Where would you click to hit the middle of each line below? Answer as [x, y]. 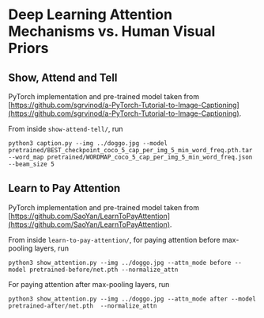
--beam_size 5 [32, 164]
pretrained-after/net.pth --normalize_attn [83, 306]
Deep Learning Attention [90, 15]
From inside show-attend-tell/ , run [66, 129]
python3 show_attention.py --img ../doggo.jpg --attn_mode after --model [132, 299]
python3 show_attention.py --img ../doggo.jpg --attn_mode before [120, 262]
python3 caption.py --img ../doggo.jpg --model [88, 144]
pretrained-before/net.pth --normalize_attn [104, 270]
